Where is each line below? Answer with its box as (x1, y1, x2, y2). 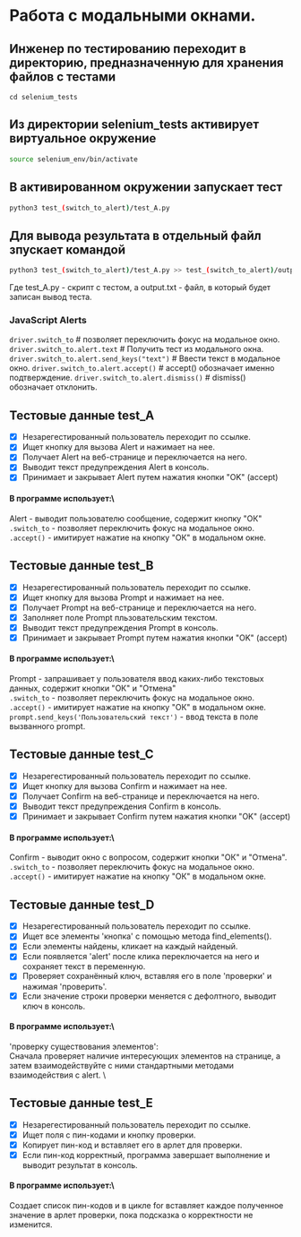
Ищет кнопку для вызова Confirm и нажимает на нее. (21, 780, 228, 791)
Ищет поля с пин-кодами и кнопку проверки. (21, 1130, 196, 1140)
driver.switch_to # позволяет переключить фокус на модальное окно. (9, 334, 280, 345)
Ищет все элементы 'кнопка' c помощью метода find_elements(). (21, 931, 272, 941)
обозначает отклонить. (9, 382, 98, 392)
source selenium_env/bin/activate (9, 154, 139, 164)
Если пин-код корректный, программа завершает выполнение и (21, 1149, 271, 1160)
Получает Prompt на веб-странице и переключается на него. (21, 602, 257, 613)
